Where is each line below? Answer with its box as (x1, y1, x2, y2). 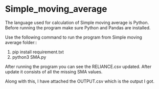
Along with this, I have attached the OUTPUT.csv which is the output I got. (5, 78, 155, 84)
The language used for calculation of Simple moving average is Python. (5, 20, 149, 25)
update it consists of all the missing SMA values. (5, 68, 103, 74)
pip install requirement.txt (12, 49, 64, 55)
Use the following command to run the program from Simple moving (5, 34, 142, 40)
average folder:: (5, 39, 37, 45)
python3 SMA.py (12, 54, 46, 60)
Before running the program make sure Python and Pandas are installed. (5, 24, 151, 30)
